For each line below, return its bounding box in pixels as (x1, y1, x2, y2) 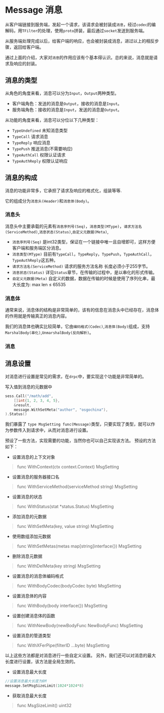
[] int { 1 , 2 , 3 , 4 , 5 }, (14, 398, 60, 403)
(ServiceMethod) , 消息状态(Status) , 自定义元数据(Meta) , (5, 229, 109, 234)
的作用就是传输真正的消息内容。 (5, 313, 69, 319)
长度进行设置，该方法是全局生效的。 (5, 659, 78, 665)
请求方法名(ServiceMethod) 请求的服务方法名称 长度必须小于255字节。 (12, 263, 150, 269)
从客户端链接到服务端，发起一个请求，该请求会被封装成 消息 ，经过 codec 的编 (5, 21, 156, 27)
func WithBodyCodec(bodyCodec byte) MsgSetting (17, 583, 121, 589)
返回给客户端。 (13, 44, 44, 50)
